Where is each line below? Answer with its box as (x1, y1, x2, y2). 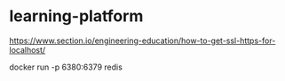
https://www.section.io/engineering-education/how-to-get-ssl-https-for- (9, 35, 276, 46)
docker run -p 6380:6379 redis (9, 62, 123, 72)
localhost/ (9, 44, 46, 55)
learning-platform (9, 6, 144, 26)
